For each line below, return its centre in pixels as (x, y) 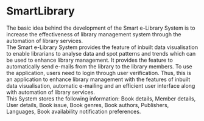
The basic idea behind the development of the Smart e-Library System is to (101, 28)
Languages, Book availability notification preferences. (74, 111)
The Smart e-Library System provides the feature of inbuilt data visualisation (102, 47)
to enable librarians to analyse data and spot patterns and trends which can (101, 53)
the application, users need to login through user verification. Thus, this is (99, 73)
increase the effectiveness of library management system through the (94, 34)
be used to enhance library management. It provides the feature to (90, 60)
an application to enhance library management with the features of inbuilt (98, 79)
